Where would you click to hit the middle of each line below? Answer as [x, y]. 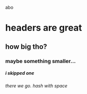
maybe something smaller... [41, 61]
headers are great [44, 28]
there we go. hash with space [36, 86]
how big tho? [26, 46]
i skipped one [20, 73]
